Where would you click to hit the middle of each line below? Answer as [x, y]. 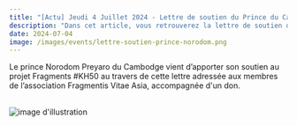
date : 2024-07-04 [41, 33]
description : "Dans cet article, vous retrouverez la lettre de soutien [146, 26]
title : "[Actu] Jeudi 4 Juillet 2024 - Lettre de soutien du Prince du [144, 17]
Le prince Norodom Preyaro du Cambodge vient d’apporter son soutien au [145, 67]
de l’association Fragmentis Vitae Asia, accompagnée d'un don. [125, 85]
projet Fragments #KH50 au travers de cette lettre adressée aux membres [144, 77]
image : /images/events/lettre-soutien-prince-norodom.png [118, 42]
